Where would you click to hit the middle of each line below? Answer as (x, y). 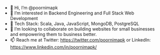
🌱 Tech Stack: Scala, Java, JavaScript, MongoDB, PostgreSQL (75, 23)
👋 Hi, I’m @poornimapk (34, 8)
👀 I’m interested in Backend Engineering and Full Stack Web (72, 13)
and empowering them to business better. (53, 34)
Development (24, 18)
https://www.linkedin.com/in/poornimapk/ (53, 47)
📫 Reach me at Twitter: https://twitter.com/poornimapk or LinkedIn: (80, 40)
